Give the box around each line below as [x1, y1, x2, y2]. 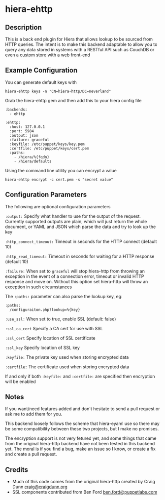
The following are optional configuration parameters [5, 203, 111, 209]
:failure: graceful [9, 137, 50, 142]
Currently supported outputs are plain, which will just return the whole [5, 218, 147, 224]
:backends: [5, 107, 28, 112]
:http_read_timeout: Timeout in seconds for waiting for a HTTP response [5, 253, 155, 259]
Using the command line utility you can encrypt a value [5, 167, 117, 173]
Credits [5, 465, 29, 474]
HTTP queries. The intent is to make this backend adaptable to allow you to [5, 41, 158, 47]
